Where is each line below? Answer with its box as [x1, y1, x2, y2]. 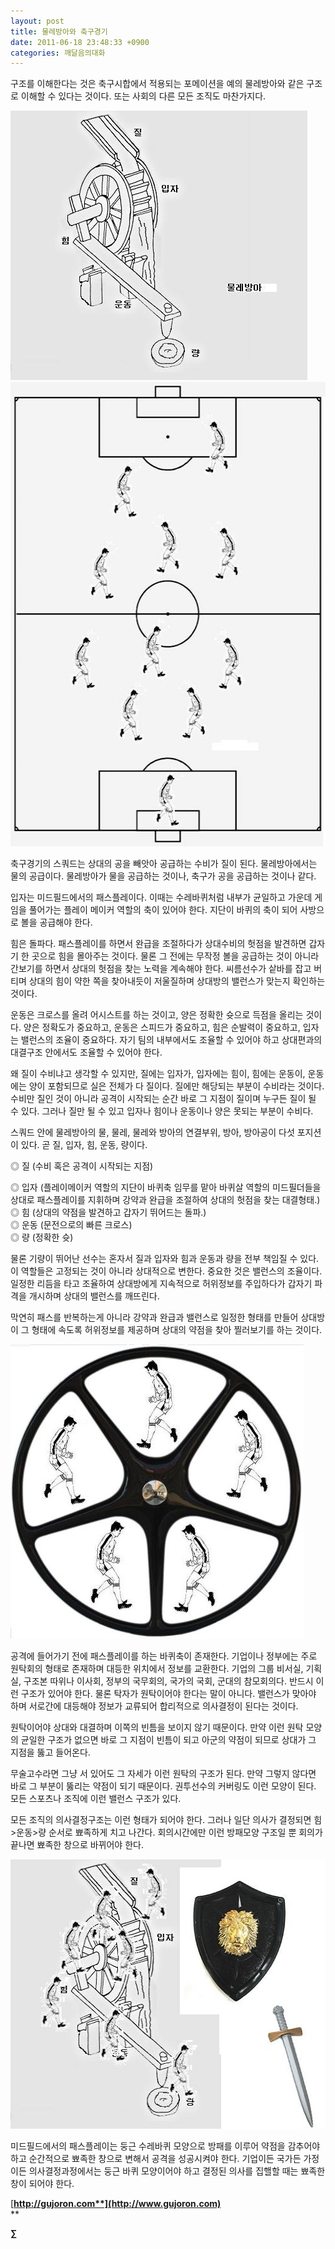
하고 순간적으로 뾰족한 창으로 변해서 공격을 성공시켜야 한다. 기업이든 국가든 [10, 2153, 302, 2165]
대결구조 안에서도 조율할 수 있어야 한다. [10, 1046, 163, 1059]
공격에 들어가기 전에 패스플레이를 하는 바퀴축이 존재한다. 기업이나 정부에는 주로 [10, 1650, 318, 1662]
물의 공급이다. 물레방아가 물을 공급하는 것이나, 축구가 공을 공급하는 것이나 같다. [10, 870, 317, 882]
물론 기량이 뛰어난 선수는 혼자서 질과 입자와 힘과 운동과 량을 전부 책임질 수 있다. [10, 1253, 320, 1265]
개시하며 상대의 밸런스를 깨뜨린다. [28, 1290, 160, 1302]
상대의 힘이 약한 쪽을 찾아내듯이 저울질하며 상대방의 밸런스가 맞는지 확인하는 [28, 975, 326, 987]
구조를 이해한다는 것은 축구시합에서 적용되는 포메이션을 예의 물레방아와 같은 [10, 78, 305, 90]
